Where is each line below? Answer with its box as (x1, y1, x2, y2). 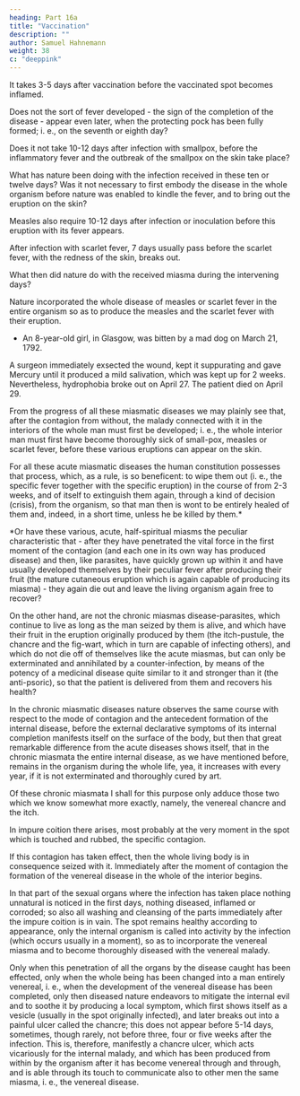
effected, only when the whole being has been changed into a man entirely (9, 972, 286, 982)
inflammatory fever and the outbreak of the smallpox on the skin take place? (9, 152, 290, 162)
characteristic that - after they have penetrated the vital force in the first (9, 535, 275, 546)
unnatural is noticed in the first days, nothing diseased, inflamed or (9, 898, 256, 908)
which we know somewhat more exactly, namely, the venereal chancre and (9, 797, 287, 808)
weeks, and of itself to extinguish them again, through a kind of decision (9, 490, 276, 500)
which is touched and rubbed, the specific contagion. (9, 834, 206, 844)
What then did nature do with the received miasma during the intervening (9, 270, 279, 280)
